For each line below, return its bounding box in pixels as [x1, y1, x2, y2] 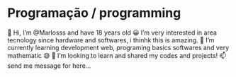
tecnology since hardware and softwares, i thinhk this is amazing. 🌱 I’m [7, 35, 215, 44]
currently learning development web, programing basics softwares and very [7, 43, 230, 52]
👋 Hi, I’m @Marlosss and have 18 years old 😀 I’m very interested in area [7, 28, 218, 37]
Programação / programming [7, 5, 181, 21]
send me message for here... [7, 61, 91, 70]
